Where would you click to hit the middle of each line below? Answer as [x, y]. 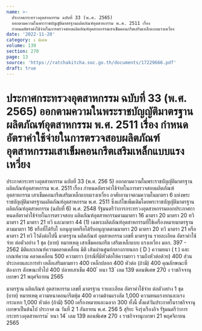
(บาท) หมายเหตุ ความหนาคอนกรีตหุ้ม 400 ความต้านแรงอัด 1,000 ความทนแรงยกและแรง [96, 296]
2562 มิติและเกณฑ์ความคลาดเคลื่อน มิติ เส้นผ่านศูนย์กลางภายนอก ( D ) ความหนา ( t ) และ [98, 249]
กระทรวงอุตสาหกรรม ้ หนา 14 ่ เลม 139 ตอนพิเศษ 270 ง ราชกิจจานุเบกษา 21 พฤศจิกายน [96, 316]
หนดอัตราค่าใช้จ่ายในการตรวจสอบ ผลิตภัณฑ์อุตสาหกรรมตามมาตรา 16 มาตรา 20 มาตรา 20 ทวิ [100, 215]
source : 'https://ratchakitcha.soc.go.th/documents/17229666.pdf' [91, 62]
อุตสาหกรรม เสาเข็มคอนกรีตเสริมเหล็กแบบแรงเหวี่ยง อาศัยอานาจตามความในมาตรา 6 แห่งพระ [98, 195]
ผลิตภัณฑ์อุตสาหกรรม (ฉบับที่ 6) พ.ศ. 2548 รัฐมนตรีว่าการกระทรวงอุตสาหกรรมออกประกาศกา [100, 209]
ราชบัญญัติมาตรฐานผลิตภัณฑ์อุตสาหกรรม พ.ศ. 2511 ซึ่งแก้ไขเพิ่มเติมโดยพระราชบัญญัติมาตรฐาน [100, 202]
